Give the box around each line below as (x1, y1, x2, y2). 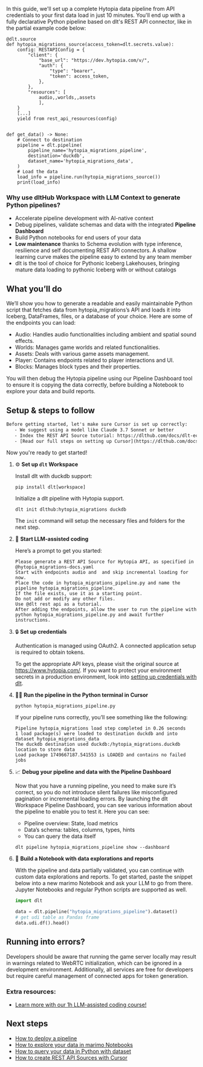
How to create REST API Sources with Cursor (14, 1054, 128, 1061)
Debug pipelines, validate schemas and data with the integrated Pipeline (14, 221, 196, 228)
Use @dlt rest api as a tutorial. (14, 601, 102, 608)
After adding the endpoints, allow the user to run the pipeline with (14, 607, 197, 613)
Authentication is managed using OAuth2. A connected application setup (14, 642, 196, 650)
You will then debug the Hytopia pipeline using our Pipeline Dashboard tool (6, 375, 193, 382)
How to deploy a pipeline (14, 1034, 77, 1042)
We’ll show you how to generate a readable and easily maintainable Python (6, 300, 193, 307)
